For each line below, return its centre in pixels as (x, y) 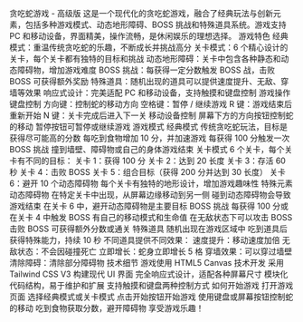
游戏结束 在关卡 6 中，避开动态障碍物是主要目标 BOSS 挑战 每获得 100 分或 (149, 206)
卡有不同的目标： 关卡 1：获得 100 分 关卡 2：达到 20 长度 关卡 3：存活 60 (148, 161)
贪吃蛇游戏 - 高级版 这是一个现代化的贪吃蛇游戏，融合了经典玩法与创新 (142, 13)
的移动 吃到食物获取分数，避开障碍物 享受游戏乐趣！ (107, 308)
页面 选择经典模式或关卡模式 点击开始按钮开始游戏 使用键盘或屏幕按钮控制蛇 (151, 297)
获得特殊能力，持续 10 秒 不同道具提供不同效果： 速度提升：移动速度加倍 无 (150, 240)
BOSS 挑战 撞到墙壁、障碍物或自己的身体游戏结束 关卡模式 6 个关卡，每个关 (151, 149)
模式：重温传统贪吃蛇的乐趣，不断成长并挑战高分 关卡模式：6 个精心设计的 (149, 47)
